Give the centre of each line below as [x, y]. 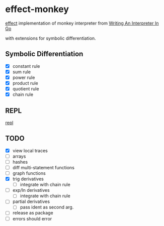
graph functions [29, 173]
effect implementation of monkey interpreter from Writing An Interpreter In [82, 23]
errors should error [32, 218]
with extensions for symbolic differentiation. [51, 38]
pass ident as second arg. [47, 207]
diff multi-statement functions [43, 167]
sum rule [22, 72]
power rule [24, 77]
